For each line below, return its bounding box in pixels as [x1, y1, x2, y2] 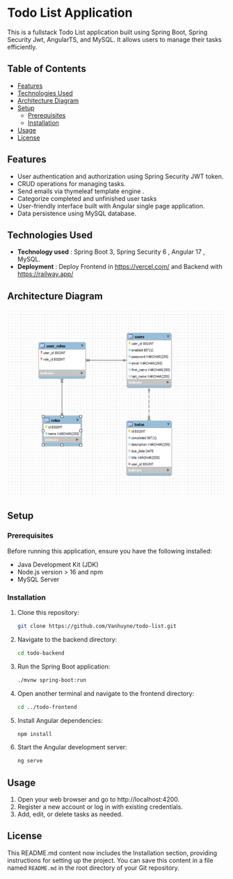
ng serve [17, 758, 43, 765]
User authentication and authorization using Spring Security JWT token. [17, 172, 224, 181]
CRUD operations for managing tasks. [17, 179, 127, 188]
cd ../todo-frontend [17, 703, 77, 710]
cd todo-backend [17, 650, 65, 657]
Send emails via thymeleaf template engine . [17, 187, 145, 195]
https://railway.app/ [17, 270, 74, 278]
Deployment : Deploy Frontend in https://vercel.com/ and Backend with [17, 263, 223, 271]
